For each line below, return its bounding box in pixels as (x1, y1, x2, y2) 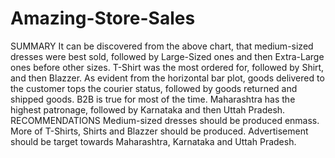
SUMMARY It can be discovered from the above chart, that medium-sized (10, 40, 314, 52)
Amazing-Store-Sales (10, 7, 196, 30)
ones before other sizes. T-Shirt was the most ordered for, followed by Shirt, (10, 61, 325, 73)
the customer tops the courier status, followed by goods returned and (10, 82, 298, 94)
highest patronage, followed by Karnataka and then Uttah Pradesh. (10, 103, 286, 116)
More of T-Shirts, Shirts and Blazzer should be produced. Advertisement (10, 125, 309, 137)
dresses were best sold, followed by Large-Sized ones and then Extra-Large (10, 50, 325, 62)
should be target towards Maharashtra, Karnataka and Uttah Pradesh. (10, 135, 297, 147)
